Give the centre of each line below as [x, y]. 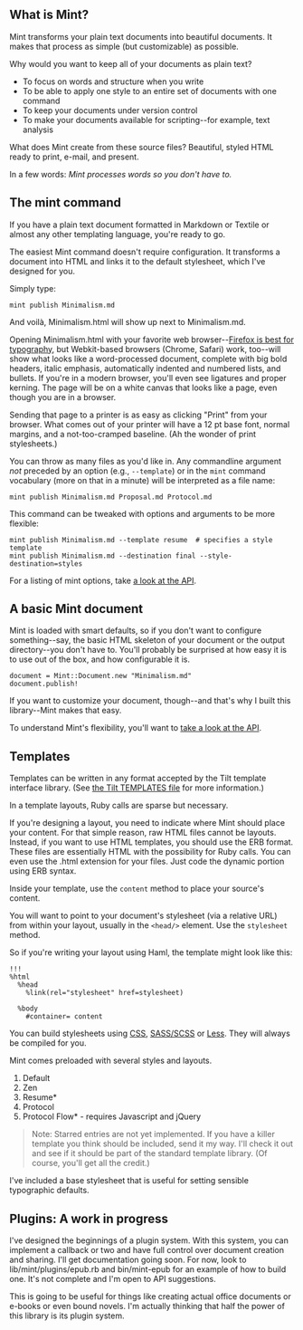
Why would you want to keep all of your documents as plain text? [131, 63]
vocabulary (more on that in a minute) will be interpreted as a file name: [142, 480]
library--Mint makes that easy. [66, 711]
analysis [38, 129]
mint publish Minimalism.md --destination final [103, 556]
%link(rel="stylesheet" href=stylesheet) [104, 993]
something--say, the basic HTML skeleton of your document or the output [147, 640]
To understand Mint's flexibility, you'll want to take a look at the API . [136, 728]
